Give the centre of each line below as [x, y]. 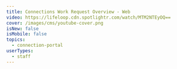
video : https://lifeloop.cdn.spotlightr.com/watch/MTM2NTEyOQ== [88, 17]
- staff [21, 56]
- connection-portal [37, 46]
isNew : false [23, 28]
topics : [16, 40]
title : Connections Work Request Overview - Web [68, 12]
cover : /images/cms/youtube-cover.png [55, 23]
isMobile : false [26, 34]
